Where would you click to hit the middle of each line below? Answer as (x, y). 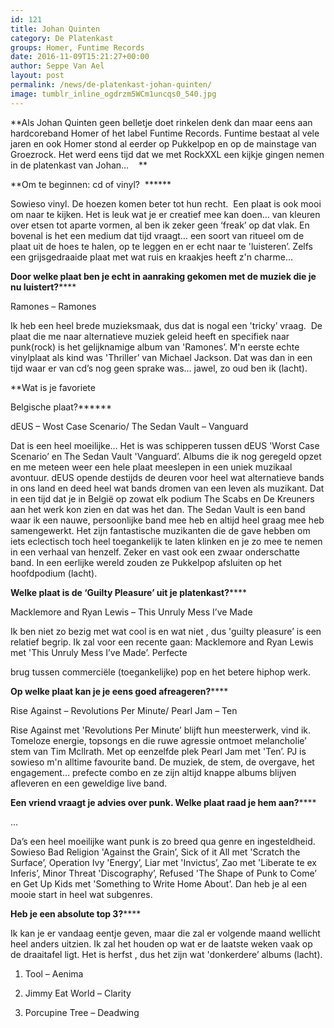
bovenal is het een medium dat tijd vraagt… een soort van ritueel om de (157, 235)
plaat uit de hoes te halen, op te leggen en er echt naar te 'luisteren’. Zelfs (161, 246)
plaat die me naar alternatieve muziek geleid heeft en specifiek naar (150, 336)
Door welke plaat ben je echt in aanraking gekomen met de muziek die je (163, 276)
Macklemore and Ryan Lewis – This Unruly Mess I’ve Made (131, 612)
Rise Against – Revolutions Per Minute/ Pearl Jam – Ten (124, 710)
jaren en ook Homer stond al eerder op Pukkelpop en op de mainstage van (163, 143)
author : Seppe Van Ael (57, 66)
